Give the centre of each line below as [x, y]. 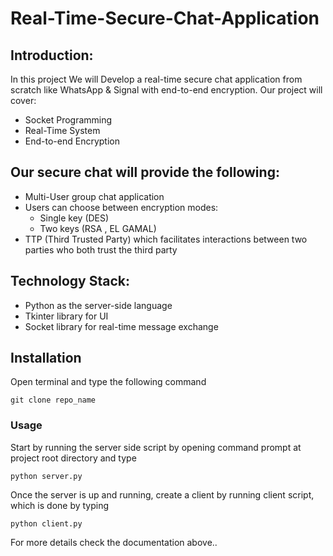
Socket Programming [68, 120]
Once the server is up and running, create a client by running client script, [162, 494]
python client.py [46, 523]
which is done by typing [60, 505]
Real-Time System [62, 130]
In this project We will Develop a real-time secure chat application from [156, 79]
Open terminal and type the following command [108, 382]
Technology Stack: [70, 281]
